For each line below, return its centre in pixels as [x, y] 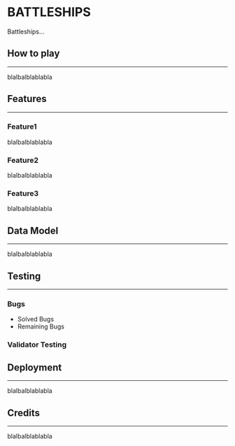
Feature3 [23, 194]
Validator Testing [37, 345]
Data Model [33, 230]
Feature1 [22, 127]
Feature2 [23, 160]
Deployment [35, 367]
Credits [24, 413]
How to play [34, 53]
